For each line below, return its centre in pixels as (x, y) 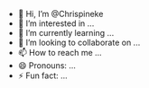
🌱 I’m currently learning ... (66, 33)
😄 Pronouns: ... (47, 66)
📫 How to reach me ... (60, 53)
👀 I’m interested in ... (56, 23)
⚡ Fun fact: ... (42, 75)
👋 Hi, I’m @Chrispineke (61, 14)
